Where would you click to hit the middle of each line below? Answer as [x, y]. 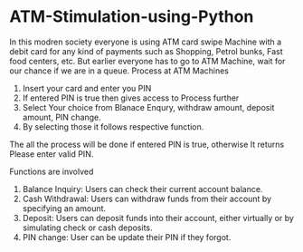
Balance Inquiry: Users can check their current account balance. [142, 189]
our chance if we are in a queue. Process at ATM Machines [119, 71]
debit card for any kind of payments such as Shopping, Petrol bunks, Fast [146, 51]
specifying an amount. [64, 208]
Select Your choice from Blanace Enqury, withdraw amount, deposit [148, 107]
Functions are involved [52, 171]
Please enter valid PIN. [52, 154]
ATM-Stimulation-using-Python [132, 17]
